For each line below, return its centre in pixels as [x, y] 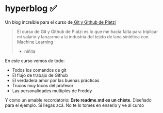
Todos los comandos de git [39, 70]
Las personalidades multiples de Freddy [52, 91]
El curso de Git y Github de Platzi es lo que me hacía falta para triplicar [87, 32]
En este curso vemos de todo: [35, 61]
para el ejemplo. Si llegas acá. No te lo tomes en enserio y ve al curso [74, 105]
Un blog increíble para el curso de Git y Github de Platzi [61, 22]
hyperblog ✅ [31, 8]
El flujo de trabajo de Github [40, 75]
